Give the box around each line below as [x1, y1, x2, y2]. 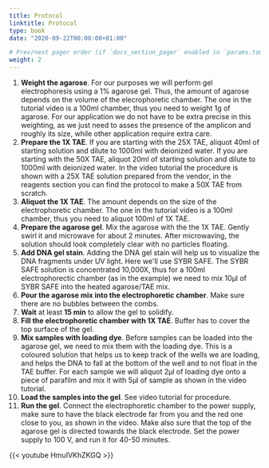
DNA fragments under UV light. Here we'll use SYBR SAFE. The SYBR [20, 257, 249, 266]
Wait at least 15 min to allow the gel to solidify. [20, 307, 174, 317]
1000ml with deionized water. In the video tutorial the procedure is [20, 163, 239, 172]
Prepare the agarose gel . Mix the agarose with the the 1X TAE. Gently [20, 222, 250, 232]
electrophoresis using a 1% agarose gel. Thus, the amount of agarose [20, 86, 250, 96]
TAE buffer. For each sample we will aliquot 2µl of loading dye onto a [20, 367, 247, 376]
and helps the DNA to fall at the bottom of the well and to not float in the [20, 358, 258, 368]
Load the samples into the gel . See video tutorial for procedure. [20, 393, 231, 402]
